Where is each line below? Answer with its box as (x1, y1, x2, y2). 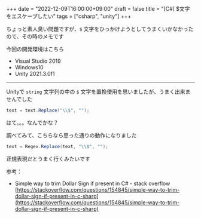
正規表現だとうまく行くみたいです (6, 155, 91, 162)
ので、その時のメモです (6, 33, 64, 40)
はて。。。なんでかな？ (6, 119, 59, 126)
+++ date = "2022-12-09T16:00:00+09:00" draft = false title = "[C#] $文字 (6, 5, 190, 12)
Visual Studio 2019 (14, 57, 61, 65)
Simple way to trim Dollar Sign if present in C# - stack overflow (14, 180, 170, 187)
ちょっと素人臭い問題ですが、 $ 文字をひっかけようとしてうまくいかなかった (6, 26, 194, 32)
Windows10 (14, 64, 44, 70)
